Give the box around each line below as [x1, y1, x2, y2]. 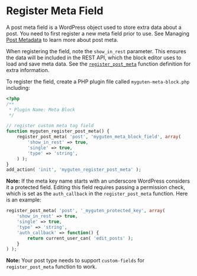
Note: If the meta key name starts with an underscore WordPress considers [6, 177, 190, 184]
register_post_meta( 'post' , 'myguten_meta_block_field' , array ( [17, 134, 182, 140]
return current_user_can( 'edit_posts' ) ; [27, 235, 134, 241]
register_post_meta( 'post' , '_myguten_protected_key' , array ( [6, 208, 166, 214]
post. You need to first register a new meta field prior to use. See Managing [6, 30, 190, 37]
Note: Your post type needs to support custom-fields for [6, 257, 145, 264]
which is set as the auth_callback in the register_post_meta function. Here [6, 190, 188, 197]
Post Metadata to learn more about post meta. [6, 36, 118, 43]
